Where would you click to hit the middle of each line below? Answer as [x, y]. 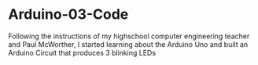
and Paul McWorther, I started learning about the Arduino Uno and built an [128, 44]
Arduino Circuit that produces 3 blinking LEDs [82, 52]
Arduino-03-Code [68, 14]
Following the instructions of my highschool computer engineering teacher [129, 36]
